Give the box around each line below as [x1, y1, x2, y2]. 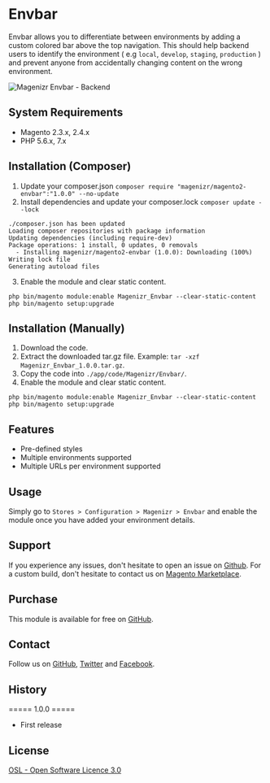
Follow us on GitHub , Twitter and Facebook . [8, 659, 155, 669]
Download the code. [20, 343, 89, 353]
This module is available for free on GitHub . [8, 614, 154, 624]
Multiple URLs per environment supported [20, 461, 161, 472]
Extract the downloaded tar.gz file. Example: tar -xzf [20, 351, 200, 362]
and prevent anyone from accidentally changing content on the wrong [8, 58, 242, 67]
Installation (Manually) [8, 321, 125, 335]
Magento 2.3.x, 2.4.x [20, 127, 90, 137]
